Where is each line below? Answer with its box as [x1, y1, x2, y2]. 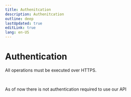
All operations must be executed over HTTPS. [5, 67, 96, 73]
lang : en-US [5, 30, 29, 35]
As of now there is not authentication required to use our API [5, 86, 127, 92]
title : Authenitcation [5, 7, 51, 12]
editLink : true [5, 25, 36, 30]
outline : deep [5, 16, 34, 21]
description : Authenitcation [5, 12, 64, 17]
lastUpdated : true [5, 21, 42, 26]
